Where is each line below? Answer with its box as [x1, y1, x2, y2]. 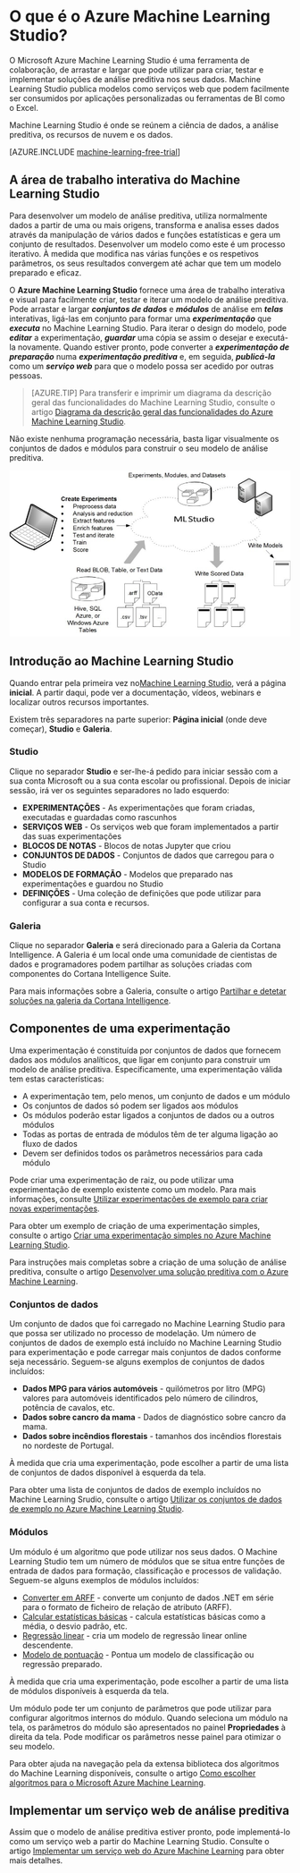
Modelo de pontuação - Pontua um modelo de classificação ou [21, 1648, 254, 1660]
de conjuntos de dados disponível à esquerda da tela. [9, 1467, 206, 1478]
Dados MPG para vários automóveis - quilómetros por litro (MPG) [21, 1384, 266, 1394]
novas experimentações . [9, 1203, 100, 1214]
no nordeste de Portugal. [21, 1440, 114, 1451]
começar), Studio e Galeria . [9, 723, 112, 734]
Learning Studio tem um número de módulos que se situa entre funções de [9, 1555, 286, 1566]
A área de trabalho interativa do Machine [9, 173, 241, 188]
